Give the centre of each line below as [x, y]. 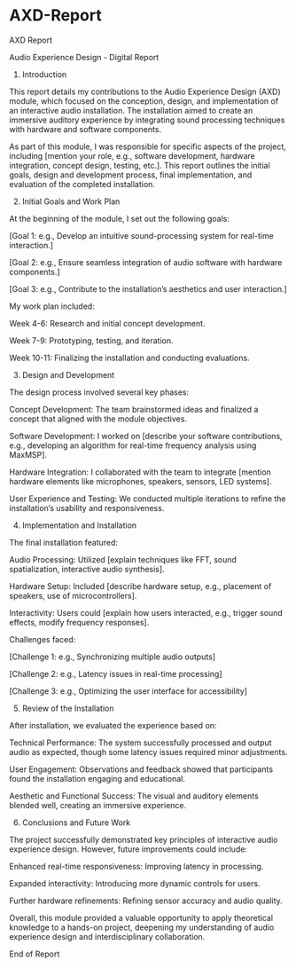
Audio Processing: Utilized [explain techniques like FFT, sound [123, 559]
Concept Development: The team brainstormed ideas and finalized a [134, 409]
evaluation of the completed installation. [82, 184]
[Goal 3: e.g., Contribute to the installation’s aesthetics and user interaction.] [148, 288]
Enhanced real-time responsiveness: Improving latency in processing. [136, 866]
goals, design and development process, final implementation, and [131, 175]
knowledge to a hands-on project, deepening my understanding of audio [142, 927]
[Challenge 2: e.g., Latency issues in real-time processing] [116, 673]
